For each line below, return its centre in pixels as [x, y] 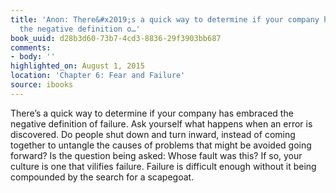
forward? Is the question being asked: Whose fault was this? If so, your [156, 155]
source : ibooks [42, 85]
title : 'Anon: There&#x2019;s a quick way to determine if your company [165, 19]
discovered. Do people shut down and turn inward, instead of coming [153, 134]
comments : [31, 47]
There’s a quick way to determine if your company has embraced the [152, 113]
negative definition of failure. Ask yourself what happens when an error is [161, 123]
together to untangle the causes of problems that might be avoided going [161, 145]
